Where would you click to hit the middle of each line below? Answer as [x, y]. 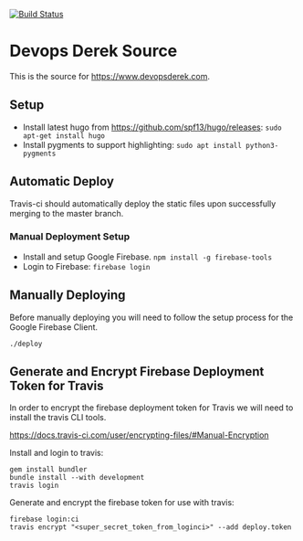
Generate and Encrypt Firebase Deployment [137, 371]
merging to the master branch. [67, 213]
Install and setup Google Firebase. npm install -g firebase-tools [147, 257]
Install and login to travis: [57, 453]
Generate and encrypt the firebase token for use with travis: [122, 503]
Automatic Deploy [62, 181]
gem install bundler [49, 470]
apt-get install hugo [63, 136]
